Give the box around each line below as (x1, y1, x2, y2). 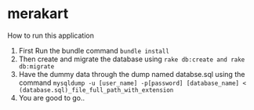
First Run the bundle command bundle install (18, 46, 170, 55)
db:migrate (18, 62, 55, 71)
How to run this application (7, 31, 95, 40)
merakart (7, 5, 69, 23)
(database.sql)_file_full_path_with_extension (18, 86, 174, 94)
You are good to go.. (18, 93, 85, 102)
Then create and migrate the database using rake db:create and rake (18, 54, 245, 64)
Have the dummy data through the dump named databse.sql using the (18, 69, 245, 79)
